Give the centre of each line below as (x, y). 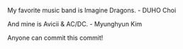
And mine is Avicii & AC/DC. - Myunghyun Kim (75, 24)
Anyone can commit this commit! (55, 38)
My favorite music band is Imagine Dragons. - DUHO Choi (92, 10)
